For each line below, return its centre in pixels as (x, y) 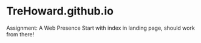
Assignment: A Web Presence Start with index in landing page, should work (101, 28)
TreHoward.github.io (60, 11)
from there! (20, 34)
